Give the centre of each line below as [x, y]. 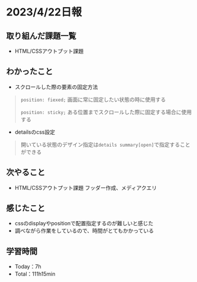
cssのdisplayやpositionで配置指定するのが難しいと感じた [84, 223]
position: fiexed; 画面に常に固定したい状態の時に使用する [93, 99]
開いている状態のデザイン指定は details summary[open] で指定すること [105, 144]
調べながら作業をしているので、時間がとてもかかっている [84, 231]
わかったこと [30, 72]
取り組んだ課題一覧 [41, 36]
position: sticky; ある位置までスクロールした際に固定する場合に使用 [106, 112]
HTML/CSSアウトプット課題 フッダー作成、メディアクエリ [86, 187]
